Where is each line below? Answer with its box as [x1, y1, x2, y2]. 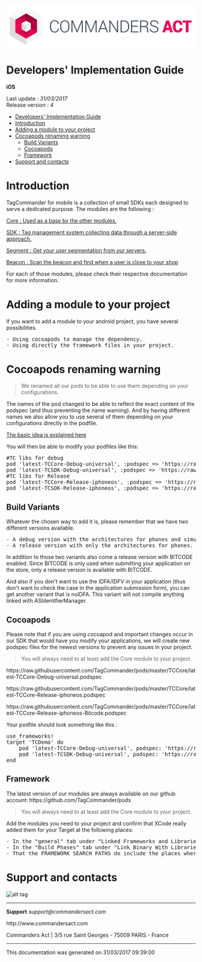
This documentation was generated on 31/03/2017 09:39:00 [6, 949, 155, 956]
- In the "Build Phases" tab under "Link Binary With [6, 844, 168, 850]
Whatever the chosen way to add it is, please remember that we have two [6, 518, 188, 525]
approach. [6, 235, 32, 242]
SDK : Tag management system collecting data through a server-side [6, 229, 177, 236]
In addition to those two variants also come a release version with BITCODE [6, 554, 193, 561]
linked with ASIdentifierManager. [6, 597, 87, 604]
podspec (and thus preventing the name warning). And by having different [6, 407, 191, 414]
